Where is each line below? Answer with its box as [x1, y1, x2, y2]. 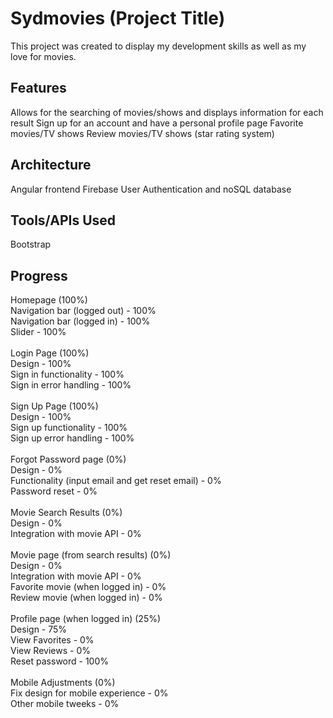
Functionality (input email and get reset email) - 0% [10, 475, 222, 487]
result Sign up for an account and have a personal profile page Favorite [10, 117, 304, 129]
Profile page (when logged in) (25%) [10, 613, 162, 625]
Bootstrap [10, 238, 52, 251]
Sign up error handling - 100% [10, 432, 135, 444]
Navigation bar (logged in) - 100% [10, 315, 151, 327]
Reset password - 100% [10, 655, 110, 667]
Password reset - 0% [10, 485, 98, 497]
